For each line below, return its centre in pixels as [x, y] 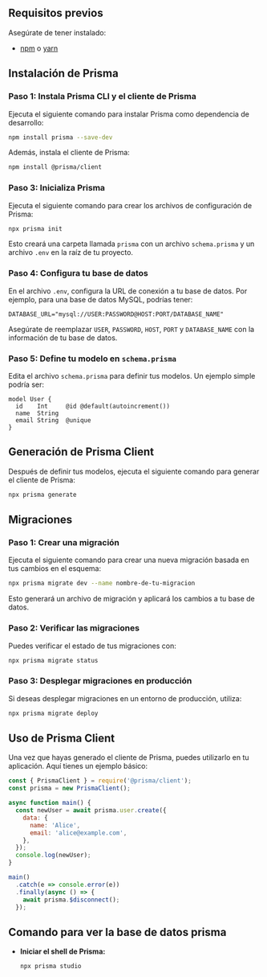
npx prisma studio [51, 967]
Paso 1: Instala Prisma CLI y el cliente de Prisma [102, 96]
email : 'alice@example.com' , [78, 833]
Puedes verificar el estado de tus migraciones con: [92, 646]
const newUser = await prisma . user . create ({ [91, 811]
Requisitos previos [56, 13]
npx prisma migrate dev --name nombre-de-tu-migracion [102, 583]
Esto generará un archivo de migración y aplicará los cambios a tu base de [131, 599]
